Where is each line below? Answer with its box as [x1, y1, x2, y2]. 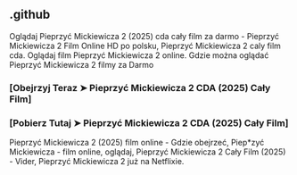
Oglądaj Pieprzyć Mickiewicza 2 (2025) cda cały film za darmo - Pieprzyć [9, 30, 279, 41]
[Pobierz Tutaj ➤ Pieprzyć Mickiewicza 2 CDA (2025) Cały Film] [9, 116, 289, 129]
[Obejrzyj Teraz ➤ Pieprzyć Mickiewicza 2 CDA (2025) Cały [9, 81, 271, 94]
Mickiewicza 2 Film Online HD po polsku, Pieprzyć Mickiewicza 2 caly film [9, 40, 281, 51]
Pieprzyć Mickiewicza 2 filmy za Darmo [9, 59, 154, 70]
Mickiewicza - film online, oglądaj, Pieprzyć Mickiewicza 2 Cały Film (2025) [9, 146, 286, 157]
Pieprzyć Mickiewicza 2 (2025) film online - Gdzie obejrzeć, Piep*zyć [9, 137, 265, 148]
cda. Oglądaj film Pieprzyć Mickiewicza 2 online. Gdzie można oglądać [9, 49, 269, 61]
